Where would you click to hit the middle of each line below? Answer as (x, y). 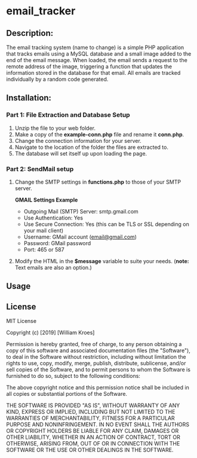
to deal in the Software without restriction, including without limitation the (96, 357)
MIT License (21, 321)
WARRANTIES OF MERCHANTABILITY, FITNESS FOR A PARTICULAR (90, 418)
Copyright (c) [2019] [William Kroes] (50, 332)
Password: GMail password (57, 243)
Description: (30, 33)
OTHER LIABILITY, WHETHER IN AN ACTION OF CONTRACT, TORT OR (93, 437)
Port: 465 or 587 (44, 249)
